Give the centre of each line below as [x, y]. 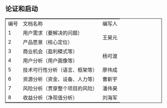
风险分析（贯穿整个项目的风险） [60, 88]
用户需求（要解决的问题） [53, 33]
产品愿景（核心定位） [48, 42]
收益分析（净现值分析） [50, 98]
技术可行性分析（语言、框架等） [60, 70]
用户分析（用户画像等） [50, 61]
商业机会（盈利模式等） [50, 51]
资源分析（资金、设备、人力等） [60, 79]
